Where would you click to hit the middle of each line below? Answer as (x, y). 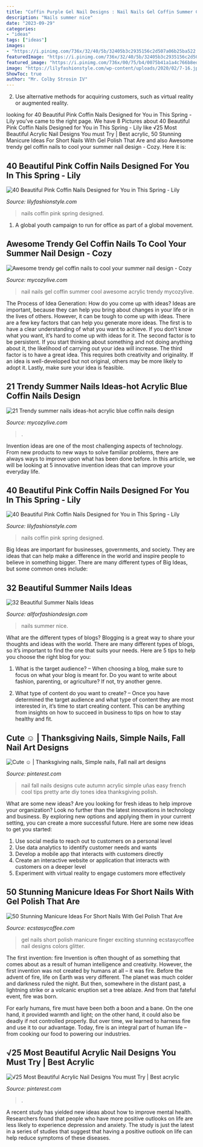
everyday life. (23, 471)
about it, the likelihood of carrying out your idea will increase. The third (94, 348)
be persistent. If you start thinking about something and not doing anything (99, 342)
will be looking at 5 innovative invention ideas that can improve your (91, 465)
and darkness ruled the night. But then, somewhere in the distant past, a (96, 983)
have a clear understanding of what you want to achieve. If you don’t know (99, 329)
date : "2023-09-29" (31, 23)
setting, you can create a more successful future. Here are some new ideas (100, 823)
